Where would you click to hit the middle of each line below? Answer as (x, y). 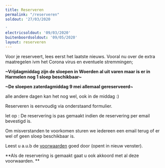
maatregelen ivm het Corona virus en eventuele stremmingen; (69, 62)
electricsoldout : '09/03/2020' (38, 33)
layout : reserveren (26, 42)
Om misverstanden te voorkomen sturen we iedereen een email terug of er (82, 130)
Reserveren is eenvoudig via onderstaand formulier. (59, 106)
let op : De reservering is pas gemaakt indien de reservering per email (77, 115)
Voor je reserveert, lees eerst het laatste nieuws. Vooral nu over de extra (80, 56)
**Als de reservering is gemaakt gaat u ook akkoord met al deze (72, 155)
